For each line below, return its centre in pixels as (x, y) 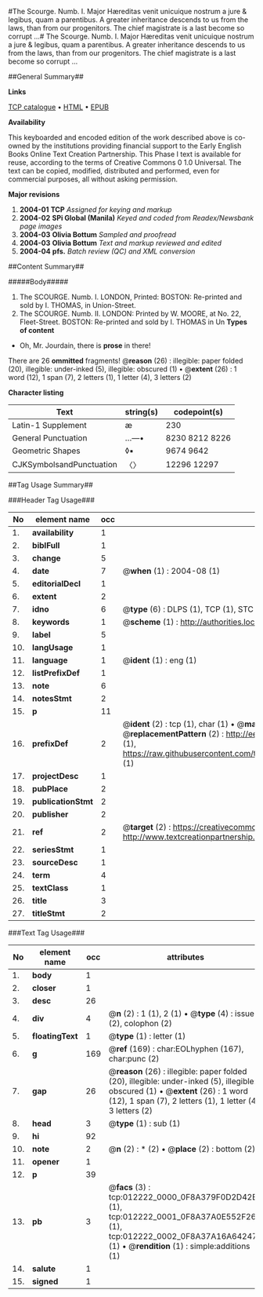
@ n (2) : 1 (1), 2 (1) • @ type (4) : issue (181, 1014)
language (50, 660)
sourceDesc (55, 862)
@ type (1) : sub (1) (144, 1123)
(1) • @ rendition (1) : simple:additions (179, 1246)
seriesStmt (53, 849)
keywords (51, 622)
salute (44, 1269)
